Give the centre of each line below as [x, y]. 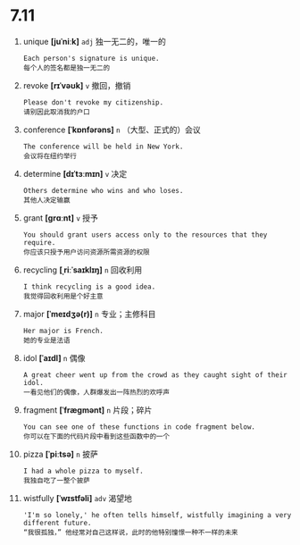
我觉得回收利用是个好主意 [63, 296]
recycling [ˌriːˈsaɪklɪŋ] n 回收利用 [83, 270]
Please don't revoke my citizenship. [93, 102]
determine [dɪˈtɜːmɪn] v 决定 [75, 173]
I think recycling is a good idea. [89, 287]
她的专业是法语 [46, 340]
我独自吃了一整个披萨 [56, 480]
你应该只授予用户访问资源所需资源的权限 [86, 252]
